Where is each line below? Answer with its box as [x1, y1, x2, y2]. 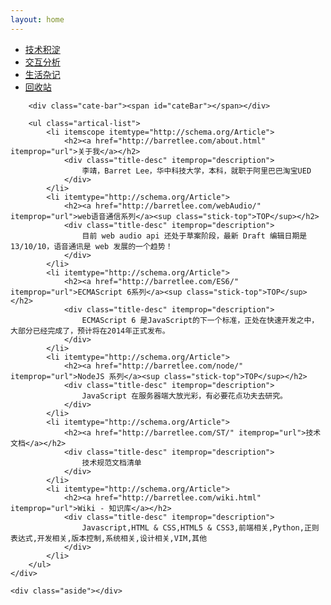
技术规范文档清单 [81, 457, 142, 468]
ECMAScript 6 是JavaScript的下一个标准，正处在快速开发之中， [81, 315, 320, 325]
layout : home [10, 14, 65, 25]
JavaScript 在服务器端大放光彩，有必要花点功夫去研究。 [81, 391, 288, 401]
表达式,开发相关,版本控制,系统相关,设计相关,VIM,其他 [10, 533, 208, 543]
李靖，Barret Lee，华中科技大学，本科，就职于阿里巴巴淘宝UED [81, 166, 312, 176]
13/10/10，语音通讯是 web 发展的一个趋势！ [10, 241, 173, 251]
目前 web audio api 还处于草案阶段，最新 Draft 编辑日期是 [81, 231, 308, 241]
